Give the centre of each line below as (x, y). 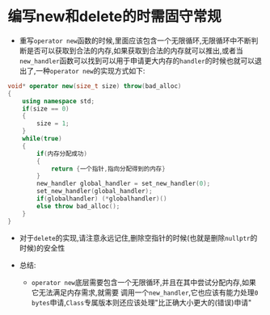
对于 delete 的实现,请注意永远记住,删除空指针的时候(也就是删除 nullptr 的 (138, 237)
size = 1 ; (53, 124)
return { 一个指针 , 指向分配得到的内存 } (108, 169)
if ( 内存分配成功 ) (62, 153)
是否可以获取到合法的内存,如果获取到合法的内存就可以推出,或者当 (135, 50)
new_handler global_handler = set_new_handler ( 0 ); (124, 184)
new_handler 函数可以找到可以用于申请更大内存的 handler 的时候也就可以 (137, 61)
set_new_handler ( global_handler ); (95, 191)
